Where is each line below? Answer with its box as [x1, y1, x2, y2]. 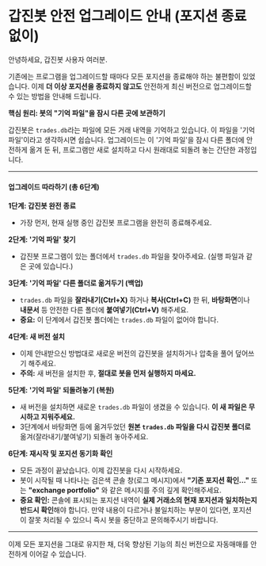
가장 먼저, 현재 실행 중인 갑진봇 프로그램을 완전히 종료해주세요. [19, 218, 212, 228]
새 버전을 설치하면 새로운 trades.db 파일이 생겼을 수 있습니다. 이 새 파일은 [19, 402, 248, 412]
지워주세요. [40, 412, 75, 422]
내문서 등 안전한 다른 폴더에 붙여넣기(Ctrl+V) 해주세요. [19, 305, 189, 315]
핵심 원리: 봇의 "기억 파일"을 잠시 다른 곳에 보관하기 [8, 108, 166, 117]
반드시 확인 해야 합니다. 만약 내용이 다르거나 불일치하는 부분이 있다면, [19, 505, 231, 515]
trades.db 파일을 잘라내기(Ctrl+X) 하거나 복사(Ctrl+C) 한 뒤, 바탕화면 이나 [19, 295, 251, 305]
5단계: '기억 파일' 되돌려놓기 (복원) [8, 385, 115, 395]
